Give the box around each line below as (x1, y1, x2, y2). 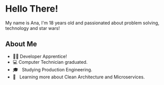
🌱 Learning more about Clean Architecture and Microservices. (12, 74, 145, 80)
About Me (5, 40, 37, 49)
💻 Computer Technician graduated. (12, 59, 88, 65)
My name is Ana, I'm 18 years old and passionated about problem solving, (5, 20, 159, 26)
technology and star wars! (5, 25, 60, 31)
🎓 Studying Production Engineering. (12, 66, 92, 72)
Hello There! (5, 3, 58, 15)
